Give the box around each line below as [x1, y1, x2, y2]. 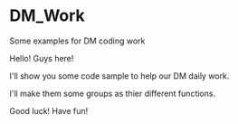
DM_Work [9, 5, 86, 26]
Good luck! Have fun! [9, 105, 89, 116]
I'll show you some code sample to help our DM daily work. [9, 70, 230, 81]
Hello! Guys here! [9, 52, 74, 63]
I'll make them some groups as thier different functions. [9, 88, 215, 99]
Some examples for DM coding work [9, 35, 146, 46]
